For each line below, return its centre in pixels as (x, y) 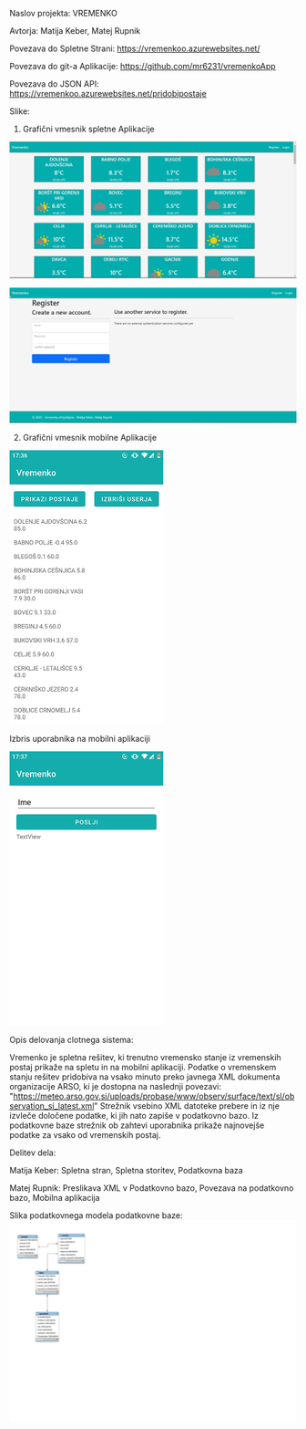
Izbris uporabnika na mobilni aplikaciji (80, 739)
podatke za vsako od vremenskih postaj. (85, 1135)
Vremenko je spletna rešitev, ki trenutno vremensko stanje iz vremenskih (146, 1058)
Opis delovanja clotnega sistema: (71, 1040)
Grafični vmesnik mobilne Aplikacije (90, 438)
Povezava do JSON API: (54, 84)
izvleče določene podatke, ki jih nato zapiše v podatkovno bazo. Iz (134, 1116)
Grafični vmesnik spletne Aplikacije (88, 129)
